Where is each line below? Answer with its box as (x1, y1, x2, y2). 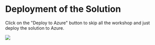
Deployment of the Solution (5, 3, 121, 15)
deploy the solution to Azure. (5, 25, 65, 31)
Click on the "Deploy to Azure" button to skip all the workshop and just (5, 20, 151, 26)
